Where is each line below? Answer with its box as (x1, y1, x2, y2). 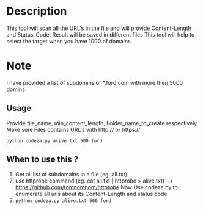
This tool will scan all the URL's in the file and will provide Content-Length (6, 24, 191, 32)
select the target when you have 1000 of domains (6, 37, 131, 45)
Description (6, 4, 67, 18)
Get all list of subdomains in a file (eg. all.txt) (15, 170, 128, 178)
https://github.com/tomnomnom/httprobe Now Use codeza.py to (15, 183, 179, 190)
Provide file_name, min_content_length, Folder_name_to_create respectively (6, 119, 197, 126)
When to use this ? (6, 154, 79, 165)
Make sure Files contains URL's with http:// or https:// (6, 126, 141, 133)
